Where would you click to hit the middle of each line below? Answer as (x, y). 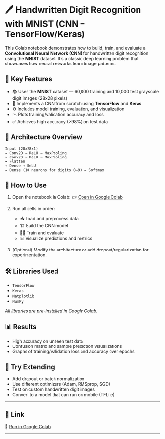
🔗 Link (15, 415)
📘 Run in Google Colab (28, 426)
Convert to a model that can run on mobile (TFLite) (63, 394)
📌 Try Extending (30, 367)
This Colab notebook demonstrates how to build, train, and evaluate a (75, 48)
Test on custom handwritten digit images (53, 389)
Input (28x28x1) (22, 149)
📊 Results (21, 327)
